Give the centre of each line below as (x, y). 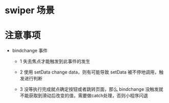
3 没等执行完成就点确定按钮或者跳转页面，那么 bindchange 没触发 (89, 89)
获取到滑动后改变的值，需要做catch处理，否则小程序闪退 (89, 96)
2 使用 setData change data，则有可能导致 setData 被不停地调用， (89, 72)
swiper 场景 (30, 10)
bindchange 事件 (30, 51)
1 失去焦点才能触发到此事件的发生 (55, 61)
